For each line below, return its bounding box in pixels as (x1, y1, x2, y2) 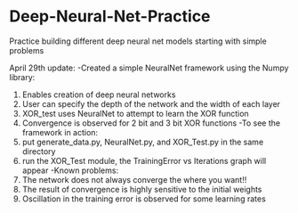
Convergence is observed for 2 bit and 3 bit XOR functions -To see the (21, 118, 281, 128)
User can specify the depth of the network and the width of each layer (21, 98, 281, 109)
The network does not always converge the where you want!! (21, 174, 247, 184)
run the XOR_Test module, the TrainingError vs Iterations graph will (21, 155, 267, 166)
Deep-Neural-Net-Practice (9, 6, 211, 27)
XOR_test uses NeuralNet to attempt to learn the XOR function (21, 108, 249, 119)
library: (9, 71, 36, 82)
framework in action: (21, 127, 99, 137)
